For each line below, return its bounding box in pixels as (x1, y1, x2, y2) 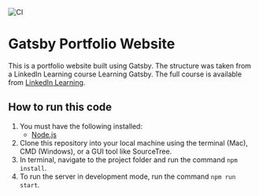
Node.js (31, 130, 57, 139)
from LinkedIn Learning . (8, 77, 86, 87)
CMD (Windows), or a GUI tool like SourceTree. (19, 146, 172, 156)
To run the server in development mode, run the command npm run (19, 172, 236, 181)
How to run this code (8, 101, 113, 114)
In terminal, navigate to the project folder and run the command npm (19, 154, 238, 165)
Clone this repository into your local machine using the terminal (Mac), (19, 138, 248, 147)
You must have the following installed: (19, 121, 143, 131)
